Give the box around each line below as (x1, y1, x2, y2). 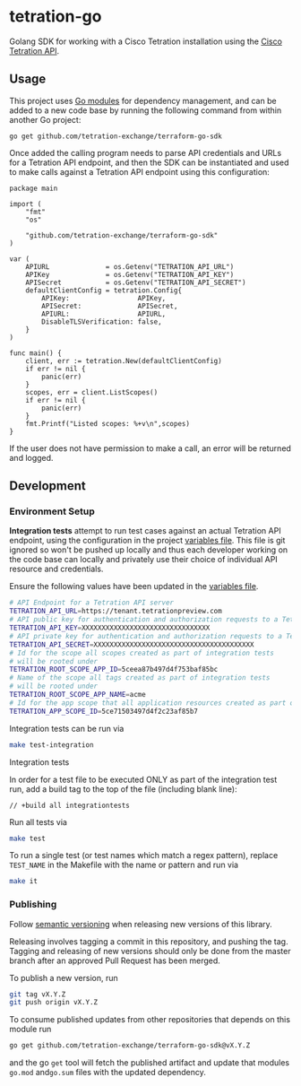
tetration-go (9, 6, 102, 27)
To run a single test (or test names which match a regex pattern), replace (9, 850, 279, 861)
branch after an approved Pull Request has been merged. (9, 955, 221, 966)
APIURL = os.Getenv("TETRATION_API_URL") (25, 262, 235, 271)
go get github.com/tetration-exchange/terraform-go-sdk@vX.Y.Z (9, 1041, 251, 1050)
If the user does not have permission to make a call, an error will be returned (9, 442, 291, 454)
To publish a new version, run (9, 972, 118, 983)
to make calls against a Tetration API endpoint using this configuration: (9, 166, 271, 177)
